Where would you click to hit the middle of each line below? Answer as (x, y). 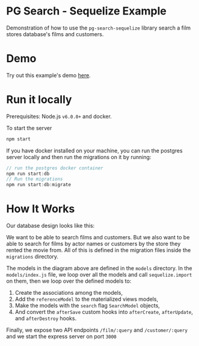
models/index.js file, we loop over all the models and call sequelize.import (99, 275)
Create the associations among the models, (69, 293)
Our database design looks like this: (51, 226)
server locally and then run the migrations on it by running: (79, 157)
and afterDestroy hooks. (46, 318)
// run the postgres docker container (55, 168)
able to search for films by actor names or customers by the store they (93, 244)
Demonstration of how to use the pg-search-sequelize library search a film (99, 28)
